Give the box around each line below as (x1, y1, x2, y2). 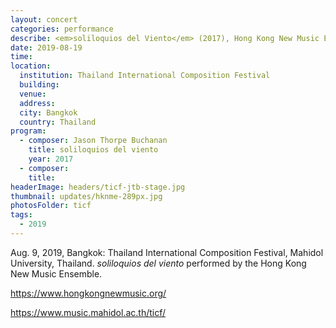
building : (19, 80, 60, 90)
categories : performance (10, 24, 114, 34)
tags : (10, 210, 33, 220)
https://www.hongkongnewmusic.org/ (10, 287, 167, 299)
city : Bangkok (19, 107, 78, 118)
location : (10, 61, 52, 71)
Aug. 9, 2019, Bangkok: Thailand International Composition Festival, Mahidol (10, 246, 324, 258)
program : (10, 126, 47, 136)
